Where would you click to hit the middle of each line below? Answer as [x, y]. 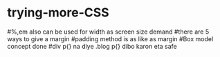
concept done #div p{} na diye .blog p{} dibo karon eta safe [92, 46]
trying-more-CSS [58, 13]
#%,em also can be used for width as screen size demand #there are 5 [108, 32]
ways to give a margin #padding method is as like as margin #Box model [110, 38]
